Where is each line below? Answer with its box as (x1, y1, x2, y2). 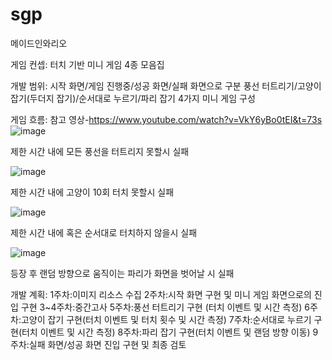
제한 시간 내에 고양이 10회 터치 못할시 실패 (10, 186, 175, 198)
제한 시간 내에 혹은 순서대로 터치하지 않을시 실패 (10, 226, 198, 238)
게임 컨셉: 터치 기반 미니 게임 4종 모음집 (10, 58, 165, 70)
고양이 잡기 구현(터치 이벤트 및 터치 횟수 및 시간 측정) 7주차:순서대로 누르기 (20, 313, 312, 325)
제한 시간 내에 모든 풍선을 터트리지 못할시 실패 (10, 145, 190, 157)
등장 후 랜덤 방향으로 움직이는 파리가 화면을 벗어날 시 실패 (10, 267, 235, 279)
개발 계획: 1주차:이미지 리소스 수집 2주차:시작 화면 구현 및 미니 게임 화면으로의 (10, 288, 312, 300)
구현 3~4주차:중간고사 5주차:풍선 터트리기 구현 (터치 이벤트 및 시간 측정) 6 (20, 301, 311, 313)
